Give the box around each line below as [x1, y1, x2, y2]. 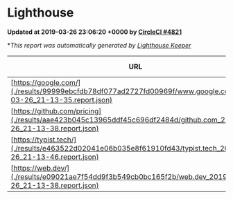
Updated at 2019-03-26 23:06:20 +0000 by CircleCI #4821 [7, 28, 182, 36]
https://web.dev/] [13, 163, 70, 173]
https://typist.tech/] [13, 135, 77, 144]
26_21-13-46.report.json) [10, 152, 99, 162]
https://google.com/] [13, 77, 81, 87]
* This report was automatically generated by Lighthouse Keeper [7, 41, 191, 49]
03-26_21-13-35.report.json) [10, 95, 113, 104]
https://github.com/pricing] [13, 106, 102, 115]
